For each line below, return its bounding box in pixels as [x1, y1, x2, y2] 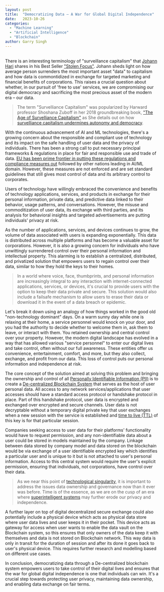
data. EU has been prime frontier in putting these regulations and [5, 156, 136, 161]
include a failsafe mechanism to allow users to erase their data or [17, 294, 149, 300]
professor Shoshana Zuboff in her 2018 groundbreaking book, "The [17, 109, 153, 115]
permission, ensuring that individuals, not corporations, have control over [5, 464, 153, 469]
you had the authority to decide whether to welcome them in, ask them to [5, 324, 153, 330]
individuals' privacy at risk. [5, 217, 59, 223]
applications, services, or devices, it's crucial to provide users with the [17, 283, 160, 289]
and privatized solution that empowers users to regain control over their [5, 258, 150, 264]
